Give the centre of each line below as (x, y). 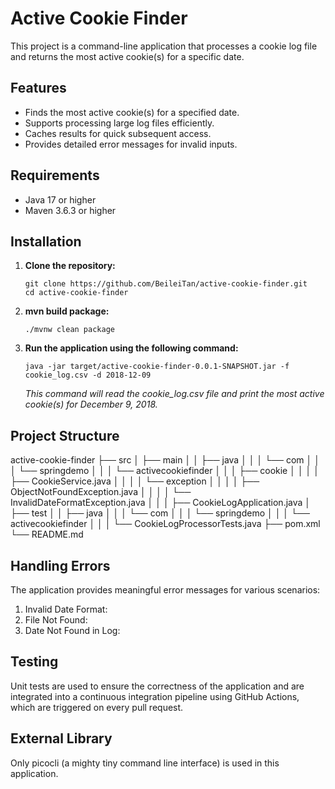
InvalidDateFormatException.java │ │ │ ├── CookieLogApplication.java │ (161, 503)
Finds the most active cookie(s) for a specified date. (132, 112)
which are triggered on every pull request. (97, 707)
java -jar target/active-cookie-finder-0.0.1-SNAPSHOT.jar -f (157, 367)
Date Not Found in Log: (72, 630)
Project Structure (65, 435)
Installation (46, 241)
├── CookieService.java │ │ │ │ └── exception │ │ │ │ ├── (135, 481)
